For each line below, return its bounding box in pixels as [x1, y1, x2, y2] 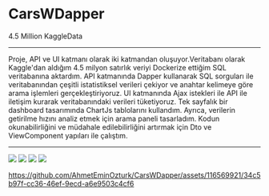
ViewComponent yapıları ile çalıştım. [8, 130, 128, 140]
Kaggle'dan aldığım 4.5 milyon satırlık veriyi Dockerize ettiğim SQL [8, 62, 227, 72]
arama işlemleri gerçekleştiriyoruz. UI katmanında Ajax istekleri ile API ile [8, 88, 248, 98]
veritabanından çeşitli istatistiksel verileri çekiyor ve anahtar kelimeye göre [8, 79, 254, 89]
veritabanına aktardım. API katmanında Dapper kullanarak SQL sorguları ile [8, 71, 254, 81]
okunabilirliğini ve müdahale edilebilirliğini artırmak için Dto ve [8, 122, 212, 132]
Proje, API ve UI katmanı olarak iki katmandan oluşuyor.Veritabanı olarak [8, 54, 246, 64]
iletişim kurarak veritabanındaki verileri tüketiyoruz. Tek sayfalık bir [8, 97, 228, 106]
